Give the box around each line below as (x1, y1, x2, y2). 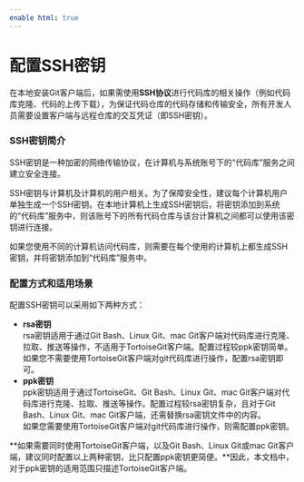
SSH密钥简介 (9, 134, 66, 147)
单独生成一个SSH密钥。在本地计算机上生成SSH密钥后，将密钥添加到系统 (9, 199, 280, 210)
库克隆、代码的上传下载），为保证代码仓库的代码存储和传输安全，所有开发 (9, 98, 284, 109)
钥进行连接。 (9, 221, 57, 232)
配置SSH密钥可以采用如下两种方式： (9, 300, 145, 310)
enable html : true (9, 13, 79, 23)
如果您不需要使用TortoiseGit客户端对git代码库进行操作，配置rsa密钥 (22, 353, 276, 364)
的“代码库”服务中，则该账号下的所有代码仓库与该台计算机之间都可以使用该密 (9, 210, 295, 221)
